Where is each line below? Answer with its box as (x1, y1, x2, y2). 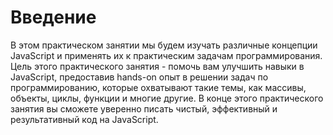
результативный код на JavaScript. (10, 113, 159, 125)
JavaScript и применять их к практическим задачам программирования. (10, 49, 323, 61)
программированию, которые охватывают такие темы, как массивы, (10, 81, 307, 93)
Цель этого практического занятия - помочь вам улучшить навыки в (10, 60, 305, 72)
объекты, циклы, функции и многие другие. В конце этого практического (10, 92, 324, 104)
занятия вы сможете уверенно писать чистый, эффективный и (10, 102, 278, 115)
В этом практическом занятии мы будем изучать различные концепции (10, 39, 318, 51)
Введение (10, 6, 97, 29)
